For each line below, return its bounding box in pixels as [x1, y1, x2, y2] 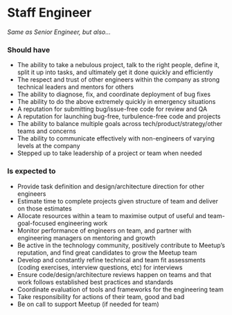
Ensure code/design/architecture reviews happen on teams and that [17, 270, 212, 278]
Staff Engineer [7, 5, 92, 21]
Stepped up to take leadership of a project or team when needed [17, 149, 202, 157]
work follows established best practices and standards [17, 278, 174, 286]
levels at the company [17, 142, 81, 150]
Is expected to [7, 166, 56, 176]
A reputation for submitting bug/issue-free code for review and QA [17, 105, 208, 114]
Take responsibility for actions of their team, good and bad [17, 292, 185, 300]
